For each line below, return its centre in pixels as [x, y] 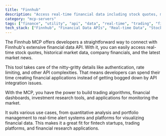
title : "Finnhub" [23, 10]
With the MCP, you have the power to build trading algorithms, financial [78, 93]
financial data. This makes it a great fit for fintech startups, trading [72, 123]
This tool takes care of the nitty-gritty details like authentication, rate [75, 68]
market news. [19, 58]
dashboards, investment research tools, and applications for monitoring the [82, 98]
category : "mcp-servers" [31, 19]
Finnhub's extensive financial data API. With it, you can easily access [75, 47]
